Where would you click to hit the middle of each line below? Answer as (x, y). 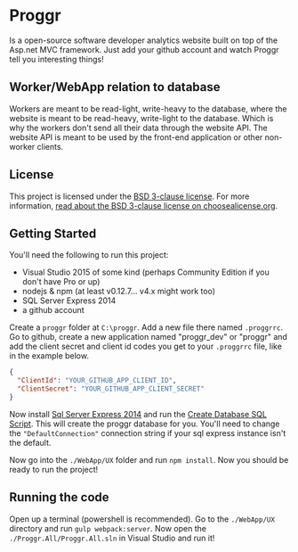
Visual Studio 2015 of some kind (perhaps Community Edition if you (145, 272)
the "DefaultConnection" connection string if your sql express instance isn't (148, 433)
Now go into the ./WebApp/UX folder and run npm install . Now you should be (149, 459)
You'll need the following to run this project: (89, 255)
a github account (53, 310)
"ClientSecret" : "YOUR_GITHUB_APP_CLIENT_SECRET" (111, 389)
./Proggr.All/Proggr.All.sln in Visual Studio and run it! (112, 538)
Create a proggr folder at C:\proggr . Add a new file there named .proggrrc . (146, 327)
